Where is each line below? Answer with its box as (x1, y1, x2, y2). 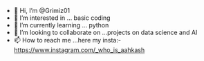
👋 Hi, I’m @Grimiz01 (13, 7, 71, 14)
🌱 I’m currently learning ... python (13, 21, 109, 29)
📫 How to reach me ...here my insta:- (13, 36, 121, 44)
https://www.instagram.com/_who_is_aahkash (13, 46, 145, 54)
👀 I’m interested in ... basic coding (13, 14, 111, 22)
